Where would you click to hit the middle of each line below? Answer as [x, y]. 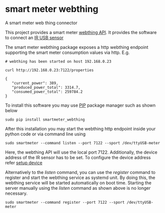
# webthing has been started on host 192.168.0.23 [58, 61]
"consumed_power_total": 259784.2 [47, 92]
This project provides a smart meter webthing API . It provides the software [81, 32]
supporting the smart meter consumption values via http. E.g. [67, 52]
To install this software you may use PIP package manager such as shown [80, 105]
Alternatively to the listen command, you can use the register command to [80, 172]
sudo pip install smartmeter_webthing [45, 120]
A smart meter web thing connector [41, 23]
